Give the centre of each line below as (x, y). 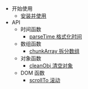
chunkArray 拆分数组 (54, 51)
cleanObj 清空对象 (51, 65)
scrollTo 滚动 (45, 80)
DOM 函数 (33, 73)
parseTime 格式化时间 (55, 36)
